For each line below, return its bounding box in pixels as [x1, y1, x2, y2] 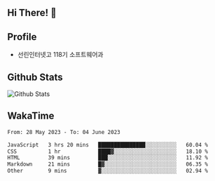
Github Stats [7, 71, 63, 83]
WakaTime [7, 110, 55, 122]
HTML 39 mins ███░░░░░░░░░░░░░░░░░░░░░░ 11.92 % [7, 154, 209, 161]
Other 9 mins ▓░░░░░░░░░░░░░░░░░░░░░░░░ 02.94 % [7, 168, 209, 175]
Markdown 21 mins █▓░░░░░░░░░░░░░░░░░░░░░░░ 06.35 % [7, 161, 209, 168]
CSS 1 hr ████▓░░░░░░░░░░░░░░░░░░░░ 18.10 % [7, 148, 209, 155]
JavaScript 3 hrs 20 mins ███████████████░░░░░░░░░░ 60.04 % [7, 141, 209, 148]
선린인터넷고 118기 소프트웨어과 [17, 51, 104, 59]
